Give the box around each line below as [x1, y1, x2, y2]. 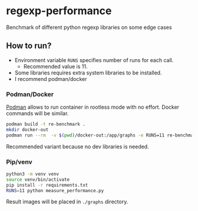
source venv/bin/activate [6, 176, 70, 183]
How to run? [6, 41, 52, 51]
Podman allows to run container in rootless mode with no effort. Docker [6, 103, 180, 111]
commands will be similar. [6, 110, 69, 117]
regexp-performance [6, 4, 112, 18]
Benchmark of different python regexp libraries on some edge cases [6, 24, 172, 31]
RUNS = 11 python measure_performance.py [6, 187, 104, 193]
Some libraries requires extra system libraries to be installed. [14, 69, 162, 76]
